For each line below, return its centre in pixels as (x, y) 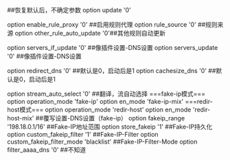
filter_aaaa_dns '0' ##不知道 (47, 150)
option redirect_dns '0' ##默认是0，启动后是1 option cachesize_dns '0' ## (112, 71)
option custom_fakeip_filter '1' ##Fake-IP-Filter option (83, 134)
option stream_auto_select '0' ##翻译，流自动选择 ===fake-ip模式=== (106, 94)
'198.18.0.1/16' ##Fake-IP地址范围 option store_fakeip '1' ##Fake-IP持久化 (110, 126)
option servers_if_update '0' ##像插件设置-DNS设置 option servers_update (113, 48)
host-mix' (21, 118)
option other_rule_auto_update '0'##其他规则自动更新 (90, 33)
